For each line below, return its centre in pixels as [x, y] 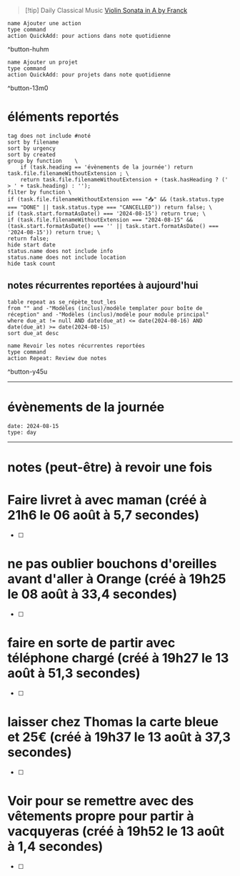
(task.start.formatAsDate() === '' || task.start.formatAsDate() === [113, 226]
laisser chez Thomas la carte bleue [113, 722]
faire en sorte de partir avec [91, 643]
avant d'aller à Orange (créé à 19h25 [117, 579]
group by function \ [43, 161]
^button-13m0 [28, 88]
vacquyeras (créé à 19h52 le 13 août [116, 831]
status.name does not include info [60, 251]
